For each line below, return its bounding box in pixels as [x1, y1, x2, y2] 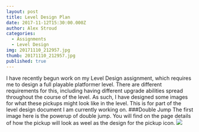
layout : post [6, 8, 39, 15]
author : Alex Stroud [6, 25, 58, 31]
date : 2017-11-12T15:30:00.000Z [6, 20, 86, 25]
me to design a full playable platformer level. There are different [6, 81, 162, 88]
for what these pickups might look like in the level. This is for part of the [6, 99, 182, 107]
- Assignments [11, 36, 46, 42]
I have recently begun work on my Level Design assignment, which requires [6, 75, 192, 82]
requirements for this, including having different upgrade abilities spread [6, 87, 183, 94]
